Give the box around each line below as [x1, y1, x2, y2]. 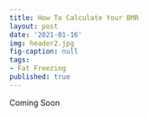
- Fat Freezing [9, 64, 67, 73]
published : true [9, 73, 70, 82]
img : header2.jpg [9, 38, 75, 48]
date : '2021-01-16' [9, 30, 83, 39]
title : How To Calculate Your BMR [9, 13, 140, 23]
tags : [9, 55, 30, 64]
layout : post [9, 22, 59, 31]
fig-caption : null [9, 47, 79, 56]
